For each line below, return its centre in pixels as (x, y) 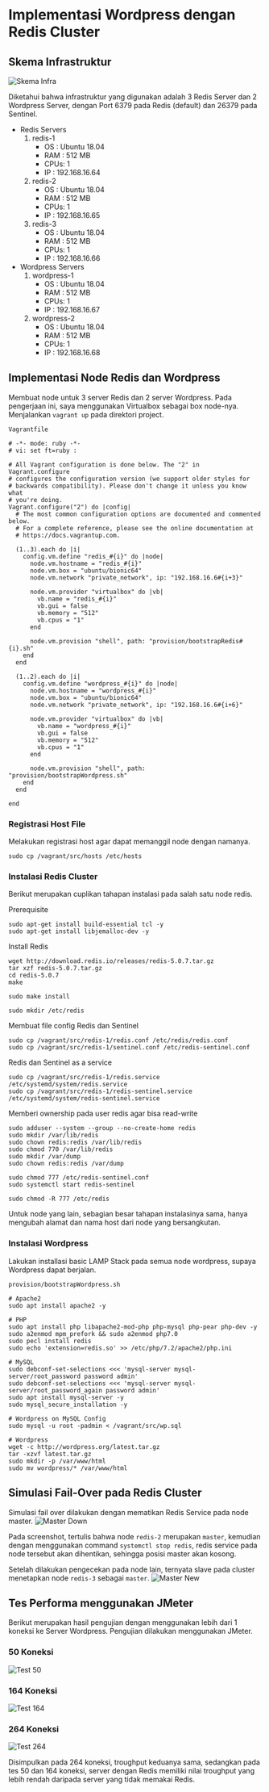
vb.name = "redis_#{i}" (77, 599)
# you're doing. (35, 500)
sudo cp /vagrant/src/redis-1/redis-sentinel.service (101, 1091)
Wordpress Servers (52, 267)
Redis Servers (43, 130)
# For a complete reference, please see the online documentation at (134, 528)
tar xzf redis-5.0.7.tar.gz (56, 969)
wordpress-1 (53, 275)
